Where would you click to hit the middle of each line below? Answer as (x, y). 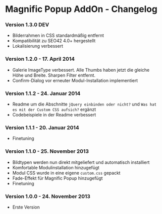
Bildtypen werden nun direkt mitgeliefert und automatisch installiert (81, 162)
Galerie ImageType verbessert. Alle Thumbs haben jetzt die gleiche (81, 70)
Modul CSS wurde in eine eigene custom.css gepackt (66, 173)
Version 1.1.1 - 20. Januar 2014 (42, 128)
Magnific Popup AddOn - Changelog (81, 9)
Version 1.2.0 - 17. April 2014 (40, 59)
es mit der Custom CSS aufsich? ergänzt (54, 109)
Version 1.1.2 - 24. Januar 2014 (43, 93)
